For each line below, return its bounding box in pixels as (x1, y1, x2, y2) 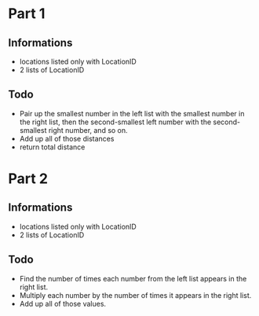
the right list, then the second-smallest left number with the (19, 117, 212, 127)
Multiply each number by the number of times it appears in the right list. (19, 290, 252, 299)
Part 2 (8, 170, 49, 187)
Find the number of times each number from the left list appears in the (19, 274, 247, 283)
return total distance (19, 142, 86, 152)
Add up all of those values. (19, 299, 107, 308)
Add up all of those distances (19, 134, 115, 143)
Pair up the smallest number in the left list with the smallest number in (19, 108, 245, 118)
